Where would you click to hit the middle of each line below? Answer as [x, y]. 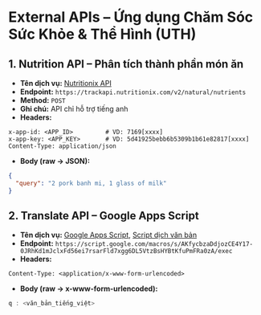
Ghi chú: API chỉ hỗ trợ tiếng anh [74, 109]
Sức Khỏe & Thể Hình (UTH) [102, 34]
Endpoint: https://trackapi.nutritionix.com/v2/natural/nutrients [133, 92]
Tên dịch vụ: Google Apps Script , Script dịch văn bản [108, 235]
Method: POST [43, 100]
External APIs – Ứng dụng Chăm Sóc [131, 17]
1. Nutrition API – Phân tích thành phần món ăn [126, 64]
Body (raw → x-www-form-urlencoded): [89, 288]
